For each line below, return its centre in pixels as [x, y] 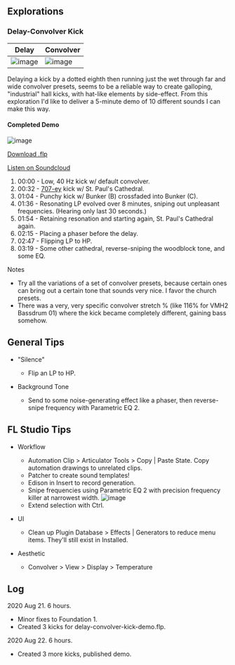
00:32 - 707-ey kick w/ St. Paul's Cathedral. [81, 188]
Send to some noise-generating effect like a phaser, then [110, 400]
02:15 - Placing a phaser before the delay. [78, 233]
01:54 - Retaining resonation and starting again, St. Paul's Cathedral [115, 218]
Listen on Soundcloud [39, 167]
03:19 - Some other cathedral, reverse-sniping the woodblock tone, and [121, 248]
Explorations [36, 12]
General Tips [36, 342]
